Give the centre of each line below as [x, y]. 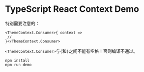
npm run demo [18, 65]
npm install [17, 60]
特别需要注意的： [22, 23]
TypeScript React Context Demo [72, 9]
